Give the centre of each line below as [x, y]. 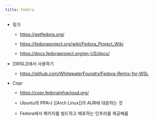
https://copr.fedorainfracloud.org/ [54, 92]
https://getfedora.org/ [42, 34]
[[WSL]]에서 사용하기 [33, 63]
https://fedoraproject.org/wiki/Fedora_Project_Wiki [72, 44]
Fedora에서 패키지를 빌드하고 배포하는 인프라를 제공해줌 [74, 113]
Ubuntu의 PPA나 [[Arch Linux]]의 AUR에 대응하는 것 [71, 103]
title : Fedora [20, 10]
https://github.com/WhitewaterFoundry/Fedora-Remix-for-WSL [84, 73]
